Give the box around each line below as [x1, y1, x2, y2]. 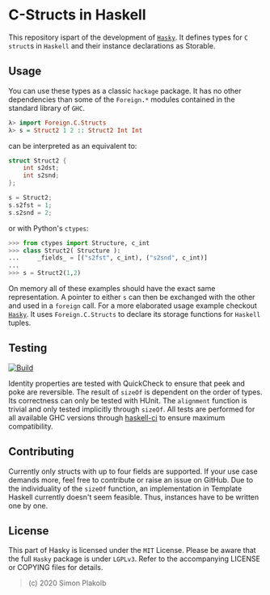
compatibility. [8, 421, 54, 431]
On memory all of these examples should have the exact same [8, 284, 216, 293]
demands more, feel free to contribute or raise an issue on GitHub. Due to [8, 475, 253, 484]
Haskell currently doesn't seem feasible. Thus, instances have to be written [8, 492, 259, 502]
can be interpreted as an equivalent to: [8, 141, 137, 150]
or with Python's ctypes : [8, 223, 89, 233]
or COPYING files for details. [8, 563, 103, 572]
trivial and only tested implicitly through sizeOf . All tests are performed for [8, 404, 255, 414]
